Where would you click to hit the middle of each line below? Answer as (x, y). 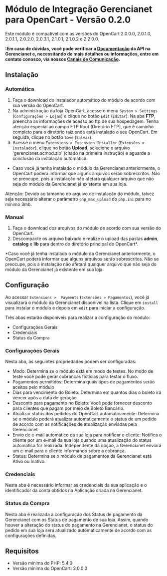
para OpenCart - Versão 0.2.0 (68, 20)
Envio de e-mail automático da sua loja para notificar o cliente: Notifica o (87, 435)
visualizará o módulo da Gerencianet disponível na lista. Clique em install (82, 302)
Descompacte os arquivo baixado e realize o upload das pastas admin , (85, 239)
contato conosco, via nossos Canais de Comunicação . (63, 59)
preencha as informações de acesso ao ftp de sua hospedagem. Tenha (85, 121)
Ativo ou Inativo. (29, 461)
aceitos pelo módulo (33, 387)
